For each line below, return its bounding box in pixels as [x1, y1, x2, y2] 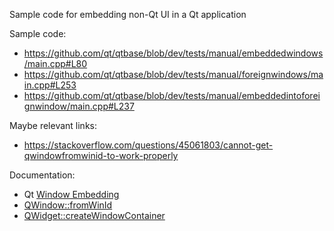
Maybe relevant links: [9, 120, 97, 131]
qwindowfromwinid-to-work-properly [23, 150, 179, 161]
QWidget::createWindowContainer [23, 210, 166, 221]
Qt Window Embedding [23, 189, 120, 200]
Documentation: [9, 169, 76, 181]
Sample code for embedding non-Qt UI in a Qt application [9, 9, 247, 20]
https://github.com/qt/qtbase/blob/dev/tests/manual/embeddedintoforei [23, 90, 321, 101]
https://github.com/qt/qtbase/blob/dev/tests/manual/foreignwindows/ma [23, 69, 324, 80]
